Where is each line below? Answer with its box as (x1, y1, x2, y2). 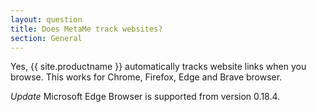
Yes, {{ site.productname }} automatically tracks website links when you (10, 61, 307, 73)
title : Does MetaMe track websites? (10, 24, 163, 34)
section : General (10, 33, 83, 43)
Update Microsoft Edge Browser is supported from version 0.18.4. (10, 91, 281, 103)
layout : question (10, 14, 83, 25)
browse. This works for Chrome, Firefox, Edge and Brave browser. (10, 71, 283, 83)
